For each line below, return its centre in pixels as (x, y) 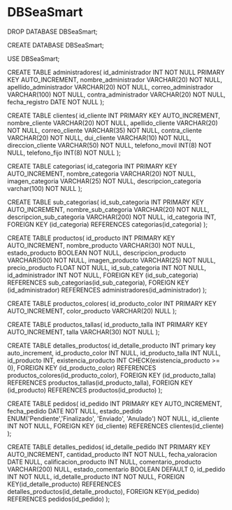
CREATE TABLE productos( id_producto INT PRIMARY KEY (91, 238)
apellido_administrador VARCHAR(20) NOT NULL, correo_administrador (110, 87)
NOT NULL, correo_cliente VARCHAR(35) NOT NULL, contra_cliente (105, 130)
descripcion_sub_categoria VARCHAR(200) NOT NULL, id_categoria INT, (112, 217)
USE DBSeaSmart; (34, 58)
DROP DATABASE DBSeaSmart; (52, 31)
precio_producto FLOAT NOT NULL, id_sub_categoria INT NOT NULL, (107, 267)
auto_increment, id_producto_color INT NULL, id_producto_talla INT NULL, (114, 353)
